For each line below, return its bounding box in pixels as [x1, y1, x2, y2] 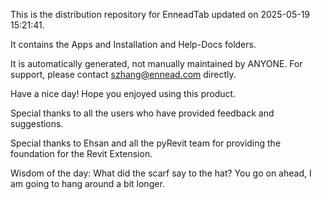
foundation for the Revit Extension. [10, 148, 153, 159]
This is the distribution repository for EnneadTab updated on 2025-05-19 [10, 9, 311, 20]
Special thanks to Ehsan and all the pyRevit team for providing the [10, 137, 282, 149]
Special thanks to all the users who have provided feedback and [10, 107, 275, 119]
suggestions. [10, 118, 64, 129]
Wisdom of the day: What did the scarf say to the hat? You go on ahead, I [10, 167, 312, 179]
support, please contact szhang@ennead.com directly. [10, 69, 237, 80]
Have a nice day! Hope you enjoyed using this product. [10, 88, 237, 99]
